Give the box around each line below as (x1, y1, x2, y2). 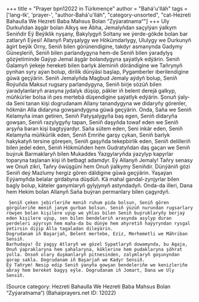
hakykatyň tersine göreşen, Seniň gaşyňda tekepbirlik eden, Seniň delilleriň (6, 138, 191, 144)
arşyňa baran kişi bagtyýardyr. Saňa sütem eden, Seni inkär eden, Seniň (6, 125, 183, 132)
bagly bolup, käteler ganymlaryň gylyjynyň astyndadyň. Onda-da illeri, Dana (6, 182, 193, 189)
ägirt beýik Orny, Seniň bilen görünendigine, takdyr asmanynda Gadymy (6, 43, 183, 50)
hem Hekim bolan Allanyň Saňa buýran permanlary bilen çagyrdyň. (6, 188, 170, 195)
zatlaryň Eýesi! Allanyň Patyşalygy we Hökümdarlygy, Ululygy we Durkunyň (6, 37, 192, 43)
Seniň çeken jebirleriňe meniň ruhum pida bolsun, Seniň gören (8, 200, 169, 206)
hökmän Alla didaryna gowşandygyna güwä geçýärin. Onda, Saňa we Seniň (6, 106, 192, 113)
